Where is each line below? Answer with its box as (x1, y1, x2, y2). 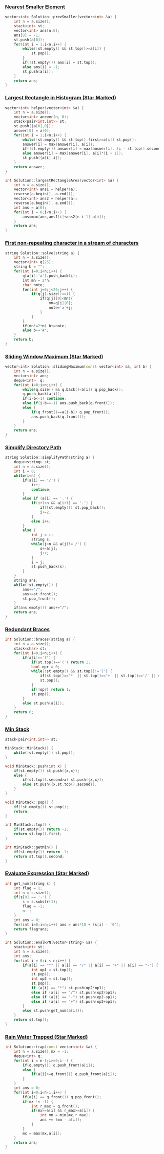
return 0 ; (14, 710, 34, 715)
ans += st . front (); (22, 591, 58, 596)
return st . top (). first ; (14, 832, 62, 837)
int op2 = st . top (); (31, 976, 73, 981)
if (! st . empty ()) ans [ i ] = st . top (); (22, 60, 97, 65)
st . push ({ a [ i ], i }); (22, 156, 62, 160)
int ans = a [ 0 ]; (14, 205, 47, 210)
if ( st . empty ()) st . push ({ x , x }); (14, 768, 80, 773)
